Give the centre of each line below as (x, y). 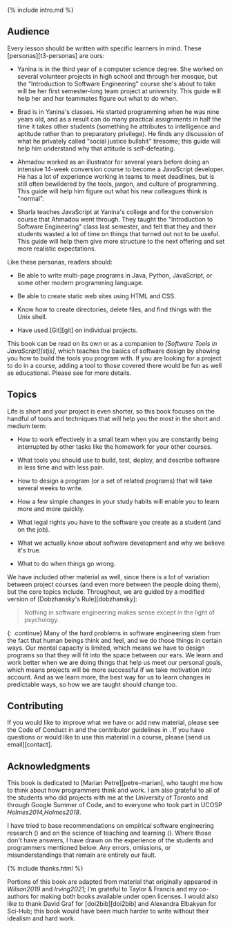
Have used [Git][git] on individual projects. (77, 330)
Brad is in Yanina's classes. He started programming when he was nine (118, 112)
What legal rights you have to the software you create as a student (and (119, 522)
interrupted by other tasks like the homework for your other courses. (115, 446)
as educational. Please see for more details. (69, 373)
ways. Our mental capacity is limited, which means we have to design (106, 648)
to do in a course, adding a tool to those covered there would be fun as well (115, 365)
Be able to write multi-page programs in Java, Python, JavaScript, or (115, 275)
